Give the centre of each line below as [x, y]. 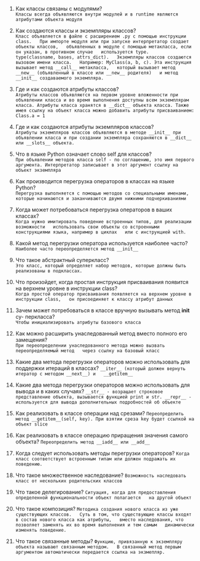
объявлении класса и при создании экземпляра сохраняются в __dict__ [104, 138]
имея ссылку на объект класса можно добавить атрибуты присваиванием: [105, 110]
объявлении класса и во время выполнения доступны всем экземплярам [102, 100]
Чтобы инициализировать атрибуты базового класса [78, 322]
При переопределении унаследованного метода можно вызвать [90, 346]
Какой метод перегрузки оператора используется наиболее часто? [101, 243]
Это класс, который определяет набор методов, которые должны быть [101, 266]
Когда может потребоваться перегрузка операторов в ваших [94, 209]
